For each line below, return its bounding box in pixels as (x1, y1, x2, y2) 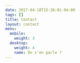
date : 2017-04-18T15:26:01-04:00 (5, 7, 75, 13)
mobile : (10, 31, 26, 36)
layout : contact (5, 21, 39, 27)
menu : (5, 26, 17, 31)
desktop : (10, 41, 28, 46)
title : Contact (5, 17, 37, 22)
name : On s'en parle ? (14, 50, 62, 55)
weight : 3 (14, 36, 35, 41)
